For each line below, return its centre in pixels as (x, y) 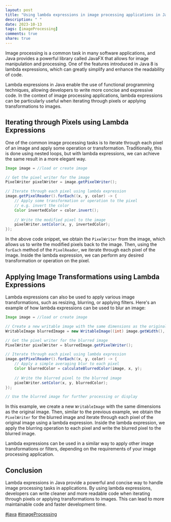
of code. (14, 74)
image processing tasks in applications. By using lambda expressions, (79, 488)
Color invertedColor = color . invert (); (57, 210)
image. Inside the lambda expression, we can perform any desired (75, 255)
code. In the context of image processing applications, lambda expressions (84, 95)
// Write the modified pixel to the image (60, 220)
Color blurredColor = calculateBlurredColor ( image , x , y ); (78, 368)
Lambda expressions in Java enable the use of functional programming (80, 84)
